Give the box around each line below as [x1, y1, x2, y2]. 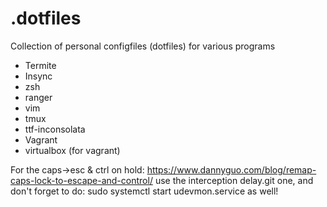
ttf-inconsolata [24, 123, 86, 135]
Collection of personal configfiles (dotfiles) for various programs [10, 40, 276, 52]
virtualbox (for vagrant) [24, 144, 121, 156]
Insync [24, 70, 53, 82]
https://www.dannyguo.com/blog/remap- [146, 163, 317, 176]
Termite [24, 59, 57, 71]
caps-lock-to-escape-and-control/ [10, 174, 153, 186]
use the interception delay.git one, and [154, 174, 314, 186]
